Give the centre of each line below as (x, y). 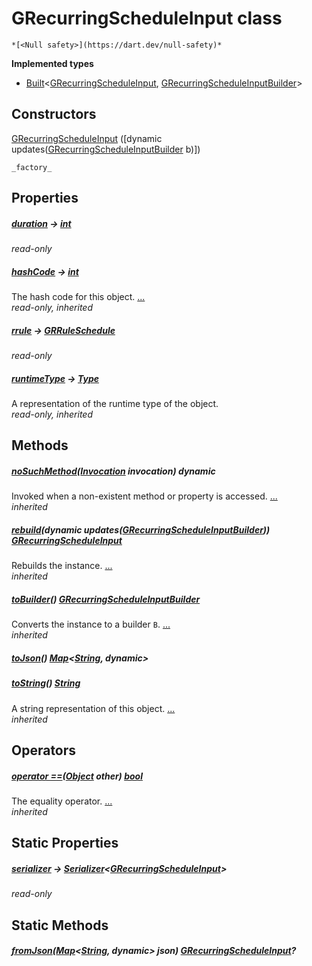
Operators (44, 750)
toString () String (46, 683)
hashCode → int (45, 271)
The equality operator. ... (62, 801)
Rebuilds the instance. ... (62, 566)
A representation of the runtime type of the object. (115, 404)
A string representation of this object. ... (93, 708)
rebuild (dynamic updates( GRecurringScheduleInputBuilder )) (141, 529)
